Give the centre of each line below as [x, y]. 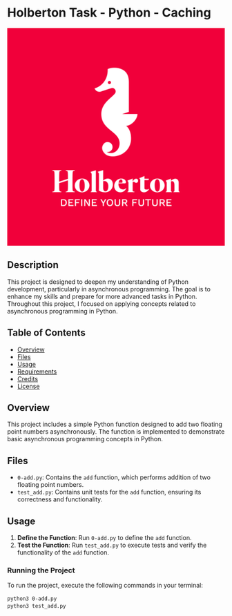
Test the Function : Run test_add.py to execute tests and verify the [112, 545]
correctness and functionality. [60, 499]
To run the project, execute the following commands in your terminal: [105, 586]
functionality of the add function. [63, 552]
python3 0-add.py [32, 599]
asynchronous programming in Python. [62, 311]
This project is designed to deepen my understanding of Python [98, 282]
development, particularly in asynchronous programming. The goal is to [109, 289]
